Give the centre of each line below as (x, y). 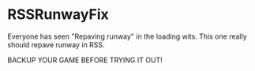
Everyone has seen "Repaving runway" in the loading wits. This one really (127, 36)
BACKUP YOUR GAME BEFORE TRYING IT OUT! (85, 60)
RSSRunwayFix (58, 15)
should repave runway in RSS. (56, 44)
